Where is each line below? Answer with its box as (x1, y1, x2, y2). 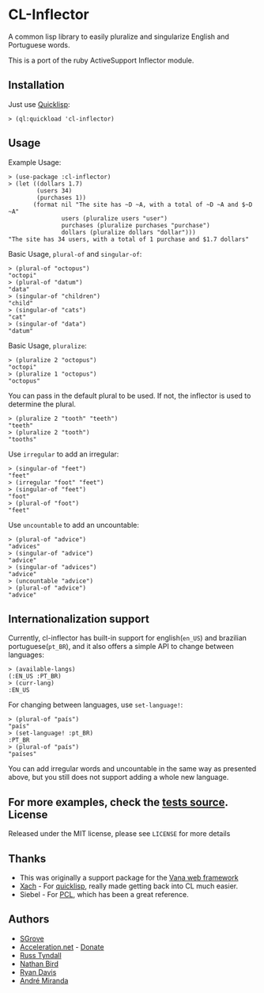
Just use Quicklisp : (8, 99, 70, 109)
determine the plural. (8, 399, 77, 409)
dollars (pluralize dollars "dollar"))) (61, 228, 196, 236)
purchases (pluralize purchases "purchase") (61, 221, 211, 229)
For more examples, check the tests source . (8, 795, 228, 809)
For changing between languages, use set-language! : (8, 700, 183, 710)
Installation (8, 78, 65, 92)
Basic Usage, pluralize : (8, 341, 87, 350)
